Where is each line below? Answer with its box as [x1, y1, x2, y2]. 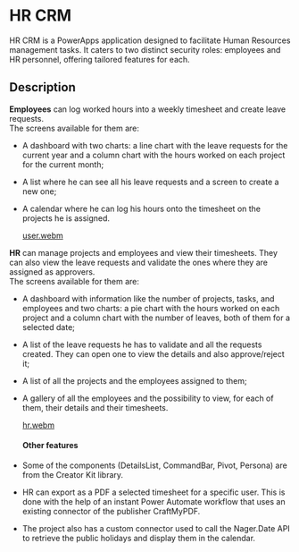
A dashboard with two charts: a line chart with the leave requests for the [21, 140, 288, 150]
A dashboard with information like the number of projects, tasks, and [21, 293, 275, 304]
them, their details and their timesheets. [21, 402, 169, 412]
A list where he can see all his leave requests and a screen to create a [21, 176, 279, 187]
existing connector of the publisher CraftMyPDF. [21, 505, 201, 516]
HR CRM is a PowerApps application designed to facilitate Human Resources [9, 35, 291, 46]
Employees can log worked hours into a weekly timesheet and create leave [9, 104, 287, 115]
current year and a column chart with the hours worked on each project [21, 149, 286, 160]
